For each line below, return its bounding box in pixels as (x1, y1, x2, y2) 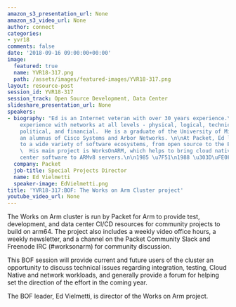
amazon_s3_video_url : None (7, 17, 86, 24)
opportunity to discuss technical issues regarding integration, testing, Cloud (7, 263, 227, 272)
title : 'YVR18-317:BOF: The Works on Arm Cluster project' (7, 187, 184, 194)
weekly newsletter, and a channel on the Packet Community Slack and (7, 235, 211, 243)
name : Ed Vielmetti (13, 174, 71, 181)
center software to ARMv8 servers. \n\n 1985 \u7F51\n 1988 (20, 154, 190, 162)
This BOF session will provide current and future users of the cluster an (7, 256, 214, 264)
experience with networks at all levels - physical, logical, (20, 121, 206, 129)
